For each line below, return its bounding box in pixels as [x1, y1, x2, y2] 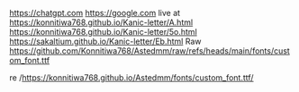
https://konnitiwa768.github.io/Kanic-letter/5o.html [9, 27, 198, 37]
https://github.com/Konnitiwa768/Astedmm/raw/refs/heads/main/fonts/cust [9, 46, 290, 56]
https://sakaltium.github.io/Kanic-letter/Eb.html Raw [9, 36, 202, 46]
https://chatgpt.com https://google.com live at [9, 8, 181, 18]
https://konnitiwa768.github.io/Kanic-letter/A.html [9, 17, 194, 28]
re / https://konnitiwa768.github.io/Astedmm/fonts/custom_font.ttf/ [9, 72, 254, 83]
